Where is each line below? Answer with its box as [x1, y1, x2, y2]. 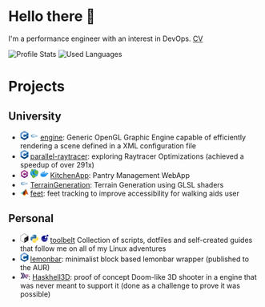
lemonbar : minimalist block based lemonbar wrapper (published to [30, 254, 250, 264]
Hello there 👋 [8, 7, 96, 26]
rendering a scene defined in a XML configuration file [19, 140, 196, 151]
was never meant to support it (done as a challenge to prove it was [19, 281, 240, 290]
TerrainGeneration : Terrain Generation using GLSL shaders [30, 180, 224, 189]
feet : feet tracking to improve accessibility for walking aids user [30, 188, 240, 198]
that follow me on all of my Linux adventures [19, 244, 167, 253]
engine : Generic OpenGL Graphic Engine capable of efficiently [39, 132, 247, 142]
